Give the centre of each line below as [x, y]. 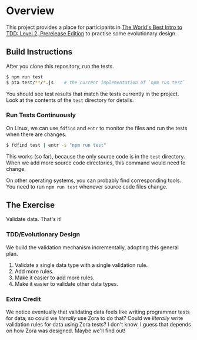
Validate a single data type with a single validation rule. [81, 265]
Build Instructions [39, 52]
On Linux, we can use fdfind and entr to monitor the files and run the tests [97, 128]
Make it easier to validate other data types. [66, 283]
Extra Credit [24, 299]
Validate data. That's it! [34, 219]
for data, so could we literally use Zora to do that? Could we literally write [95, 318]
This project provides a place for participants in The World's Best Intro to [94, 27]
